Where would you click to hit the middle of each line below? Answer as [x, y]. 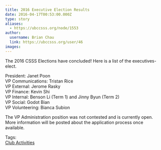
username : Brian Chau [32, 38]
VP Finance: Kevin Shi [27, 91]
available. [15, 128]
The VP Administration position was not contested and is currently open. [79, 117]
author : [13, 33]
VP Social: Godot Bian [27, 102]
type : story [17, 19]
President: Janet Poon [28, 75]
